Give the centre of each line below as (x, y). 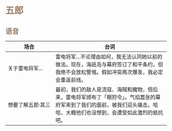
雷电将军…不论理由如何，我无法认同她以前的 (109, 57)
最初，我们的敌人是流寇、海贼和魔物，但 (104, 89)
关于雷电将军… (26, 68)
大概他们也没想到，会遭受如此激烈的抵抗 (114, 113)
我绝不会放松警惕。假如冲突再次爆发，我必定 (109, 72)
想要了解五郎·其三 (29, 105)
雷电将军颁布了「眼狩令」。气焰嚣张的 (111, 97)
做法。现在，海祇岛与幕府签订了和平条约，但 (109, 64)
